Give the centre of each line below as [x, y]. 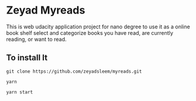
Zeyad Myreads [46, 10]
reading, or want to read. [37, 39]
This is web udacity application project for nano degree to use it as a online [98, 27]
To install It [27, 58]
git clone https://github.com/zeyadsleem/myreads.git [74, 71]
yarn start [20, 92]
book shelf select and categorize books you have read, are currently [90, 32]
